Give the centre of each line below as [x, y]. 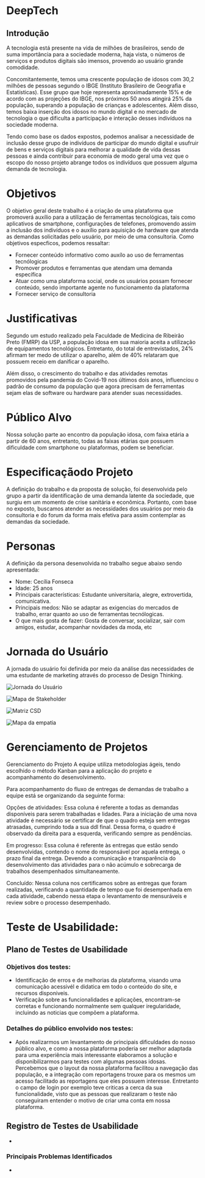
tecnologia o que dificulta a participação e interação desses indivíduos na [99, 118]
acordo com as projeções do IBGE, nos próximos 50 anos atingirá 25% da [99, 99]
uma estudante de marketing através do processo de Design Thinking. [95, 675]
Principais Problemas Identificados [59, 1157]
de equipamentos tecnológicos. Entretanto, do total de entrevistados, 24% [100, 348]
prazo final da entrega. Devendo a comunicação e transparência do [91, 858]
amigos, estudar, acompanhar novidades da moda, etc [84, 627]
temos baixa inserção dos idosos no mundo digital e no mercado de [92, 112]
